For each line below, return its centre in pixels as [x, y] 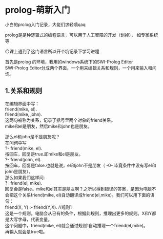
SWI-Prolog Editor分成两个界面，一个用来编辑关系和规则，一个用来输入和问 [81, 68]
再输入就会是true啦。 [26, 231]
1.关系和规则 [24, 91]
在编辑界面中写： [22, 104]
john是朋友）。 [19, 171]
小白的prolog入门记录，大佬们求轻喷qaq [45, 24]
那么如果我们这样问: [25, 177]
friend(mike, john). [24, 114]
